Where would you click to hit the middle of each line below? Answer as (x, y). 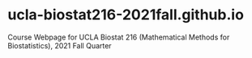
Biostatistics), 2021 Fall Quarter (60, 45)
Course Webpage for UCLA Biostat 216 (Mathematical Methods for (119, 37)
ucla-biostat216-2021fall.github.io (126, 15)
